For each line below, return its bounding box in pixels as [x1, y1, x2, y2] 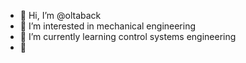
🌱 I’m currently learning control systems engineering [19, 31, 237, 42]
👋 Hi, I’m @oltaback [19, 10, 102, 21]
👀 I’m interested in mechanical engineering [19, 20, 197, 32]
